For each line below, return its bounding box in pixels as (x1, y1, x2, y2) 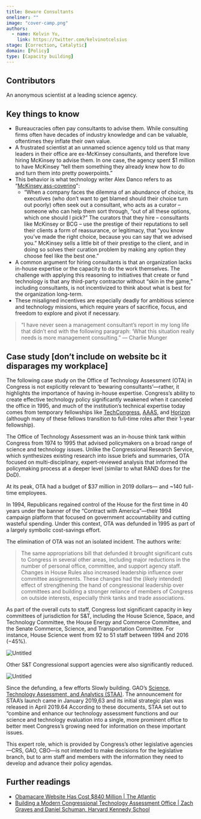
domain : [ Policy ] (6, 48, 50, 54)
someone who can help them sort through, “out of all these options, (23, 208, 191, 215)
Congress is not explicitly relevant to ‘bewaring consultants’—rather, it (6, 383, 179, 391)
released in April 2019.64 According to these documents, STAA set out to (6, 703, 187, 711)
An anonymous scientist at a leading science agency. (6, 91, 138, 99)
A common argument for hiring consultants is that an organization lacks (14, 259, 192, 266)
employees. (18, 490, 47, 497)
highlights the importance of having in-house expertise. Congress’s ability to (6, 389, 195, 397)
